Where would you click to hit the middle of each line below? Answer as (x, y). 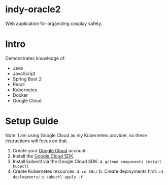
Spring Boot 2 (27, 79)
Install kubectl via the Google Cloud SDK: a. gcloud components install (87, 161)
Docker (20, 95)
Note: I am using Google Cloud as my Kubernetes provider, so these (76, 135)
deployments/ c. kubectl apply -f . (50, 176)
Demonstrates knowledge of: (36, 58)
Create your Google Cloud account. (50, 150)
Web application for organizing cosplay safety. (54, 23)
